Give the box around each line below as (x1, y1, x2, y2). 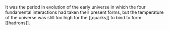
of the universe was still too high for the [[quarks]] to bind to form (5, 15, 142, 20)
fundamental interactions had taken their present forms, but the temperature (5, 9, 164, 15)
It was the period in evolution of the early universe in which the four (5, 4, 146, 10)
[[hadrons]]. (5, 20, 30, 26)
